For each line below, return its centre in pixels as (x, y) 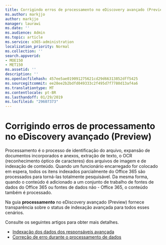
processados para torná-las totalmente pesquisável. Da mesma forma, (77, 177)
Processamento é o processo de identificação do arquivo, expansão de (78, 150)
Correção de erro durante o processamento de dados (67, 237)
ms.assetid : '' (21, 70)
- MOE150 (14, 60)
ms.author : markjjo (25, 14)
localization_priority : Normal (37, 47)
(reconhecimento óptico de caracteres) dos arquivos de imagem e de (76, 161)
